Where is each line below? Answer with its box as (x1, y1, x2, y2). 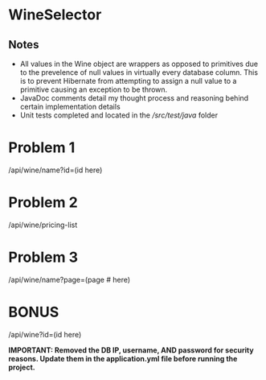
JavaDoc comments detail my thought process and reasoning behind (19, 93, 249, 102)
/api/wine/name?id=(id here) (8, 165, 103, 175)
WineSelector (8, 6, 102, 24)
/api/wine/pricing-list (8, 220, 78, 229)
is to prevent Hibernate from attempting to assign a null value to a (19, 76, 237, 85)
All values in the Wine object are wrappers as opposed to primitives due (19, 59, 259, 68)
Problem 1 (8, 138, 76, 157)
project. (8, 362, 35, 372)
